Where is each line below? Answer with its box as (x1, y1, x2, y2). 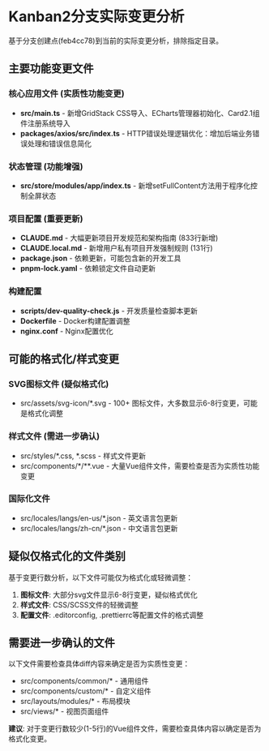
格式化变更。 (8, 734, 51, 744)
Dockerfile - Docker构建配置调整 (19, 315, 131, 325)
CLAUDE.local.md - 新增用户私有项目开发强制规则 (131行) (19, 243, 213, 253)
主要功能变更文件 (8, 62, 94, 75)
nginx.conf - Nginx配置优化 (19, 326, 113, 336)
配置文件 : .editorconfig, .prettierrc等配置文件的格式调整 (19, 610, 204, 620)
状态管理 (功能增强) (8, 161, 83, 172)
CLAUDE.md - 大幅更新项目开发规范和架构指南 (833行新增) (19, 233, 219, 243)
